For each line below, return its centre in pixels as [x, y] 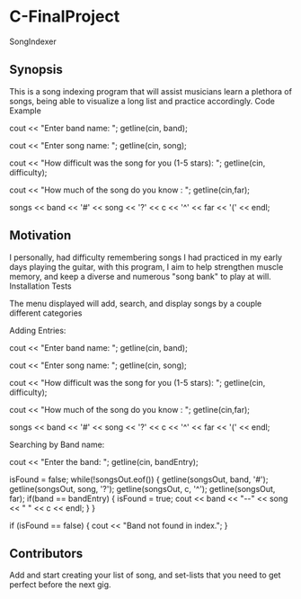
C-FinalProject [65, 17]
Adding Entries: [38, 330]
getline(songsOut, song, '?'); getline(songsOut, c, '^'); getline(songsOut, [142, 488]
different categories [46, 313]
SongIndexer [33, 41]
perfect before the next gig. [60, 585]
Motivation [40, 236]
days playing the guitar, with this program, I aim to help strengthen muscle [146, 266]
